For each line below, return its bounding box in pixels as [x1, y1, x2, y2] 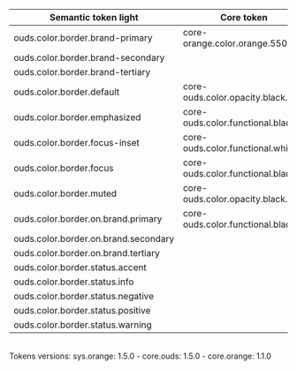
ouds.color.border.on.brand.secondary [13, 233, 175, 245]
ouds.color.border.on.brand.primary [13, 213, 163, 224]
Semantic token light [49, 11, 139, 23]
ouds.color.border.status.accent [13, 261, 148, 273]
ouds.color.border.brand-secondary [13, 52, 165, 64]
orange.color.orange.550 [182, 37, 288, 49]
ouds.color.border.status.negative [13, 291, 155, 302]
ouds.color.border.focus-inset [13, 137, 140, 148]
